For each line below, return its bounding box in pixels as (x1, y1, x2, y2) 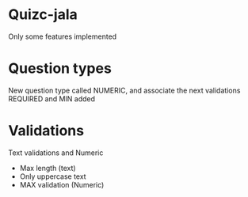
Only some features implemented (8, 32, 117, 41)
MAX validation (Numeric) (19, 180, 105, 189)
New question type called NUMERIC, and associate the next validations (8, 85, 241, 95)
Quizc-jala (8, 6, 78, 24)
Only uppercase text (19, 172, 86, 181)
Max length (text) (19, 163, 77, 172)
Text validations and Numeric (8, 148, 104, 157)
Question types (8, 59, 113, 78)
